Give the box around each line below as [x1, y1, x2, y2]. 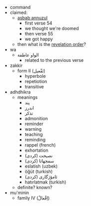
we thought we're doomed [24, 25, 79, 31]
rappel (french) [24, 142, 56, 148]
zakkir [9, 62, 23, 68]
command [9, 4, 31, 10]
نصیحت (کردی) [24, 153, 53, 159]
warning [24, 126, 42, 132]
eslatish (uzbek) [24, 163, 58, 169]
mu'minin [9, 190, 29, 196]
